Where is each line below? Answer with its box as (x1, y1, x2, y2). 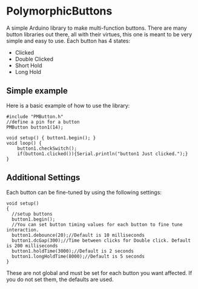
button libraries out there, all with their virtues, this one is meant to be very (6, 30, 193, 38)
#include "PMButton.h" (6, 113, 64, 119)
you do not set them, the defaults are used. (6, 276, 114, 283)
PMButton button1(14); (6, 124, 64, 130)
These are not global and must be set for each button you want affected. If (6, 269, 193, 276)
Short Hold (15, 62, 42, 69)
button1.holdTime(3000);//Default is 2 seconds (12, 248, 134, 254)
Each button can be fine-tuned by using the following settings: (6, 188, 162, 196)
